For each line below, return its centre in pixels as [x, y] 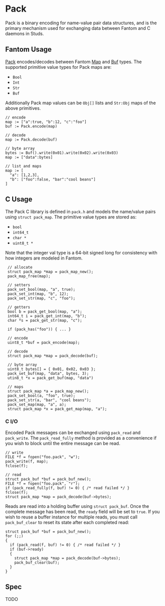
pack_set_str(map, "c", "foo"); [41, 298]
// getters [19, 307]
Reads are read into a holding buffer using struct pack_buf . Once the [77, 506]
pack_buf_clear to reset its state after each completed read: [67, 522]
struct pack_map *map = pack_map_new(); [50, 272]
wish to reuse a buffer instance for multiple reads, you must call [71, 517]
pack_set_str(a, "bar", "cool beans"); [49, 400]
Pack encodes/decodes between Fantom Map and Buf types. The [74, 62]
